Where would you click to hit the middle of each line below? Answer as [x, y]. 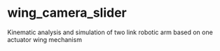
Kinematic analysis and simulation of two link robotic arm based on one [110, 32]
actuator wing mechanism [45, 39]
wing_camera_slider [67, 13]
